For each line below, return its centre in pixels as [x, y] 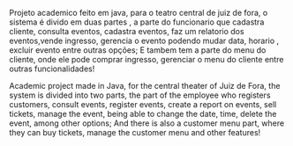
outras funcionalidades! [52, 69]
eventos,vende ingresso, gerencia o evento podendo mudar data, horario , [144, 40]
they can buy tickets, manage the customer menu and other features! [135, 132]
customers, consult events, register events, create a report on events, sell [143, 104]
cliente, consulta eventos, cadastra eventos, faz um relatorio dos [127, 31]
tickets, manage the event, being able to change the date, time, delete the [143, 114]
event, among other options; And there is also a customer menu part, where [147, 123]
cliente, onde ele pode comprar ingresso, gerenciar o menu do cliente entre [146, 59]
